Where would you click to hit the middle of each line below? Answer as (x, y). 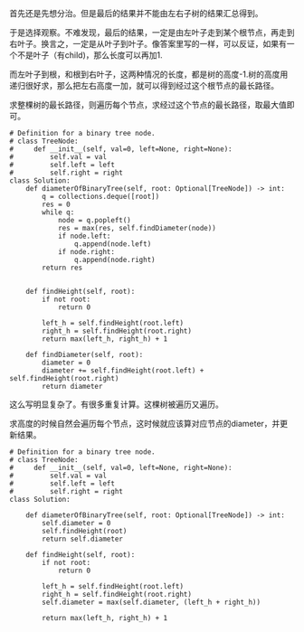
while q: (58, 212)
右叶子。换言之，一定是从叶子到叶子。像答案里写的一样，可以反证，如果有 (148, 44)
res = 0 (56, 204)
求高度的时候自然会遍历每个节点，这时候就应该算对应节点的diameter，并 (145, 424)
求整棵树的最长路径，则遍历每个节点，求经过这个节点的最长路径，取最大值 (148, 105)
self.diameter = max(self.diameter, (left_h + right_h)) (151, 602)
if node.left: (84, 236)
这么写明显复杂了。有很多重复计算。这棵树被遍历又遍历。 (116, 404)
